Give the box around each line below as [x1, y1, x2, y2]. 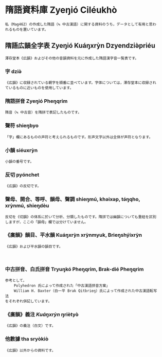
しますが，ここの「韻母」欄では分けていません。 [5, 220, 89, 224]
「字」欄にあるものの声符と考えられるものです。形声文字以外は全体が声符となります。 [5, 134, 153, 139]
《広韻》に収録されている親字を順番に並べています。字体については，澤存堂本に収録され [5, 80, 157, 86]
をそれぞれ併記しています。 [5, 299, 52, 304]
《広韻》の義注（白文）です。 [5, 323, 56, 328]
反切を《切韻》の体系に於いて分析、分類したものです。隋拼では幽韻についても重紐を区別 [5, 214, 157, 219]
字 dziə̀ [5, 68, 22, 75]
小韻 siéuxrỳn [5, 147, 38, 154]
